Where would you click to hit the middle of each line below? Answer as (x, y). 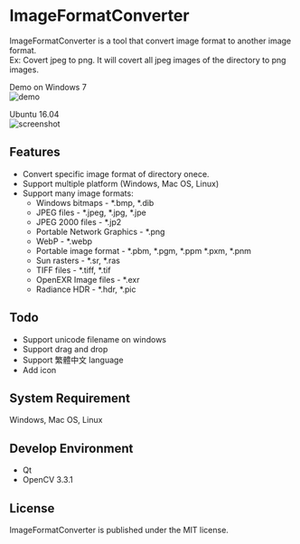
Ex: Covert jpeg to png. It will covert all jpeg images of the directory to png (148, 60)
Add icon (39, 370)
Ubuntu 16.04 (34, 114)
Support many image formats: (78, 193)
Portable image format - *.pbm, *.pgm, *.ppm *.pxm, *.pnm (143, 250)
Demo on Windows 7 (48, 87)
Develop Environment (71, 448)
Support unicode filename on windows (94, 339)
